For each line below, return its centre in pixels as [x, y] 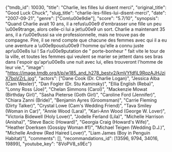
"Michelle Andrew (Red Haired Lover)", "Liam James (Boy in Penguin [78, 133]
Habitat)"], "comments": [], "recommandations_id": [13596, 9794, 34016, [82, 138]
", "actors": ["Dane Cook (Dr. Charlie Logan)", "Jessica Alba [97, 78]
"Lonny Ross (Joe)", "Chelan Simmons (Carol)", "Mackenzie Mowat [76, 89]
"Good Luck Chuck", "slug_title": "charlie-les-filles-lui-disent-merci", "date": [86, 13]
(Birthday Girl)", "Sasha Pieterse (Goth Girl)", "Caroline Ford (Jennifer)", [81, 95]
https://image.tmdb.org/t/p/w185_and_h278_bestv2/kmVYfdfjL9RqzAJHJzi [87, 73]
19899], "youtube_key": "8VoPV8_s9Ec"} [49, 144]
